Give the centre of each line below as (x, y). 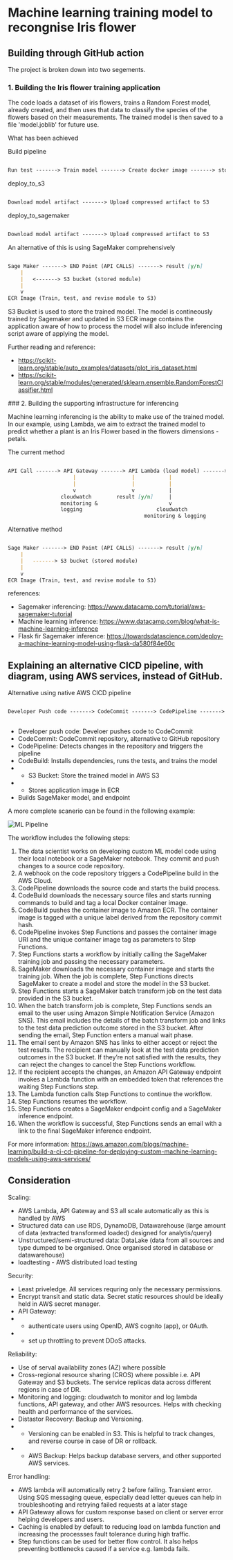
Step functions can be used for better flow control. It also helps (108, 1541)
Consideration (39, 1181)
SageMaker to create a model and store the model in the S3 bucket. (114, 983)
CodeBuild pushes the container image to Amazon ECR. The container (118, 910)
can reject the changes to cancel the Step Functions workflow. (107, 1064)
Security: (21, 1275)
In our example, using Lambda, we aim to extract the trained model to (107, 424)
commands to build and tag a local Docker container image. (103, 902)
